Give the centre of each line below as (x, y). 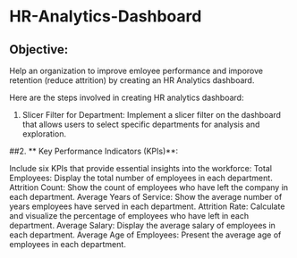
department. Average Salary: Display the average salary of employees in (142, 225)
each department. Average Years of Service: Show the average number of (146, 197)
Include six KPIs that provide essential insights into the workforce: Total (141, 168)
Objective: (39, 50)
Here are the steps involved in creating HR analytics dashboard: (127, 97)
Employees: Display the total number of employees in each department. (141, 178)
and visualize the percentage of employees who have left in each (129, 216)
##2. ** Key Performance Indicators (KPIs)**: (94, 151)
